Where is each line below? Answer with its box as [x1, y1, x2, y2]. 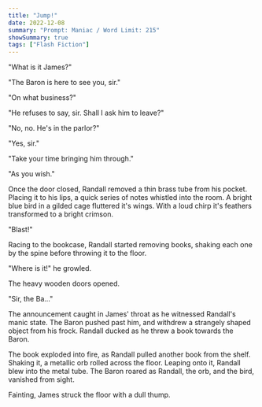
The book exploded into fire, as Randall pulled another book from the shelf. [8, 350, 251, 359]
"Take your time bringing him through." [8, 154, 134, 164]
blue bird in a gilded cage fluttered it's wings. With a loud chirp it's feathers [8, 202, 252, 211]
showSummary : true [8, 33, 68, 42]
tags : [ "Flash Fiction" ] [8, 41, 90, 49]
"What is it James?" [8, 62, 72, 72]
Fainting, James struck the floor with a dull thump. [8, 390, 171, 400]
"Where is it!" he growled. [8, 264, 92, 273]
